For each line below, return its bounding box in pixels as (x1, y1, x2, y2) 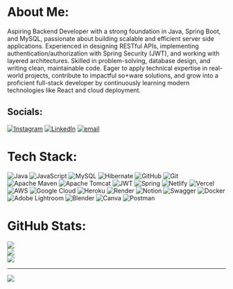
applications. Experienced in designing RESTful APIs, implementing (7, 42, 199, 50)
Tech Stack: (7, 148, 78, 164)
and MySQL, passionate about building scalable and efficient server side (7, 34, 215, 42)
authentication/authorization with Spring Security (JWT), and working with (7, 49, 220, 58)
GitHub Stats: (7, 218, 87, 234)
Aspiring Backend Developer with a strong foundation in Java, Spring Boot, (7, 27, 221, 35)
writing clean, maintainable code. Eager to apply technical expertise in (7, 64, 208, 72)
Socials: (7, 106, 43, 118)
